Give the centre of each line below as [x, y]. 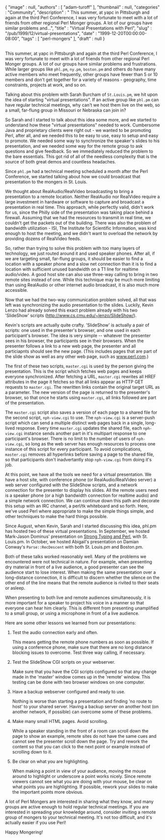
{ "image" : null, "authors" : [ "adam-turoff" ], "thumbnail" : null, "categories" [82, 7]
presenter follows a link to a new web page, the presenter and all [70, 346]
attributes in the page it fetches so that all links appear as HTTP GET [74, 382]
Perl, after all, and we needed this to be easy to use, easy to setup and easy [82, 136]
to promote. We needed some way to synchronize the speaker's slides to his [82, 141]
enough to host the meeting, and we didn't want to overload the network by [82, 233]
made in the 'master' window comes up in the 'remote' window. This [81, 677]
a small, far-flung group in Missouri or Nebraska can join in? [66, 110]
